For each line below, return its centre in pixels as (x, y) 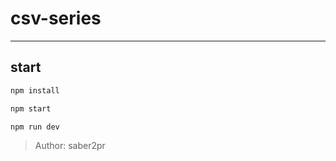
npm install (35, 90)
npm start (31, 108)
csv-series (56, 18)
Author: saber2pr (70, 146)
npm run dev (35, 127)
